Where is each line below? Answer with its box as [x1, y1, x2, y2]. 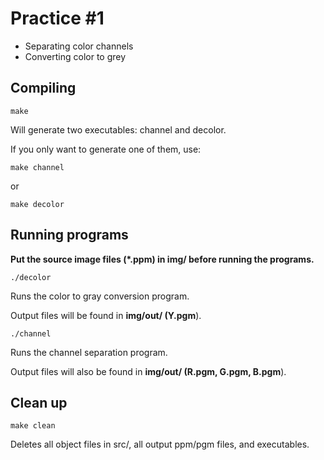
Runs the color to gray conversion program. [10, 290, 190, 302]
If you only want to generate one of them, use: [10, 143, 202, 155]
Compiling [10, 80, 77, 97]
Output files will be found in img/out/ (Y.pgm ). [10, 309, 202, 321]
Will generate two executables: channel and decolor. [10, 123, 227, 136]
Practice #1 [10, 7, 105, 30]
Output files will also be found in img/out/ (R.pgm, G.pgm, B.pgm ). [10, 365, 287, 377]
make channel [10, 162, 65, 172]
